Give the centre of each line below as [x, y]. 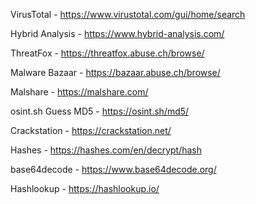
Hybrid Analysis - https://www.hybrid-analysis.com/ [117, 33]
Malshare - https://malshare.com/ [79, 92]
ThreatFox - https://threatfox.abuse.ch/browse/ [107, 53]
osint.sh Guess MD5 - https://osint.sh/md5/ [100, 111]
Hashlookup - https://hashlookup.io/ [85, 188]
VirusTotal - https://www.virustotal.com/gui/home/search [128, 14]
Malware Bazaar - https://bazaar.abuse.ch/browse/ [115, 72]
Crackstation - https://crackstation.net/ [91, 130]
